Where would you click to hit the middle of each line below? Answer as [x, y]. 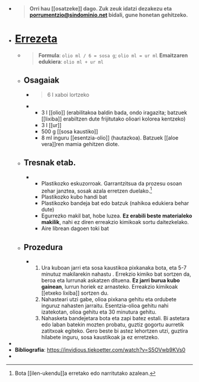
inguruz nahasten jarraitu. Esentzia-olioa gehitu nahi [105, 306]
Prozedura [43, 247]
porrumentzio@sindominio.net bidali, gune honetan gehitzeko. [109, 15]
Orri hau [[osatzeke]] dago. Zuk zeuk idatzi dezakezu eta [101, 9]
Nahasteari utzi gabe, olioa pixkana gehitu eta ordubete [109, 299]
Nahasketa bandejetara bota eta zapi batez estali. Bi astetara [115, 318]
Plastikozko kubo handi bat [74, 197]
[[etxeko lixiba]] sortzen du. [75, 293]
